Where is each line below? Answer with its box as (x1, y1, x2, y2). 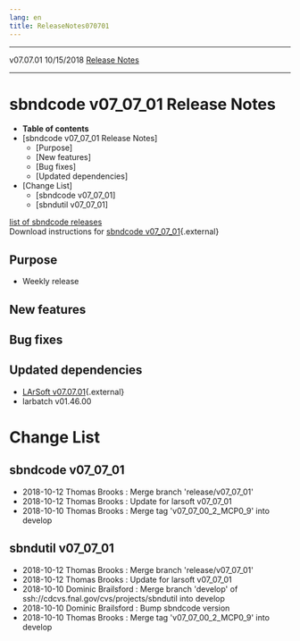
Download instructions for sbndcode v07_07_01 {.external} (9, 226, 220, 237)
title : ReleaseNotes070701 (9, 21, 110, 30)
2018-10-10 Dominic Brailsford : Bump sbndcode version (21, 603, 230, 613)
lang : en (9, 13, 42, 22)
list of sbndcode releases (9, 216, 103, 228)
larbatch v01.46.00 (21, 395, 92, 407)
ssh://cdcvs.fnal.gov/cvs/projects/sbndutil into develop (21, 593, 225, 603)
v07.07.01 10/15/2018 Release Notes (9, 55, 140, 65)
